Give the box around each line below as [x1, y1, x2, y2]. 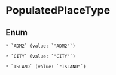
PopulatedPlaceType [5, 4, 111, 17]
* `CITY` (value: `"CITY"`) [5, 54, 76, 60]
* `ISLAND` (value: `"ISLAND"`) [5, 64, 86, 70]
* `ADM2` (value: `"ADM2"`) [5, 43, 76, 49]
